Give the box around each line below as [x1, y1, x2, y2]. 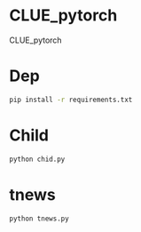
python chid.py [9, 155, 66, 164]
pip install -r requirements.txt [9, 95, 133, 104]
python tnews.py [9, 214, 69, 223]
